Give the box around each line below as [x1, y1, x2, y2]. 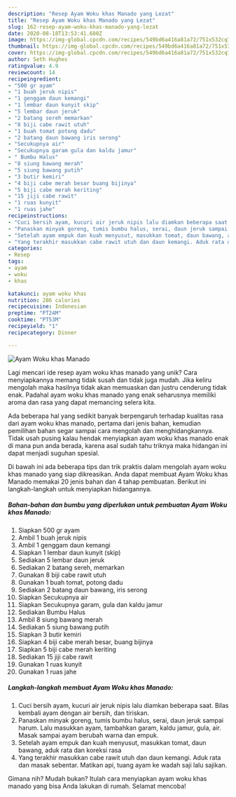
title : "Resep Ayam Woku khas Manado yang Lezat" [8, 17, 156, 24]
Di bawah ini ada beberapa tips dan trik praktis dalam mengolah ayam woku [8, 462, 227, 470]
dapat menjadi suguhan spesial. [8, 449, 100, 457]
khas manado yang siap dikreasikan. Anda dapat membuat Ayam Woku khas [8, 470, 228, 478]
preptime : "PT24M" [8, 310, 62, 317]
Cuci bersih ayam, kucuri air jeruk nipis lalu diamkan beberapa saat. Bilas [18, 701, 229, 709]
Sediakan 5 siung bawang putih [18, 622, 109, 631]
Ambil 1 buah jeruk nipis [18, 533, 87, 542]
